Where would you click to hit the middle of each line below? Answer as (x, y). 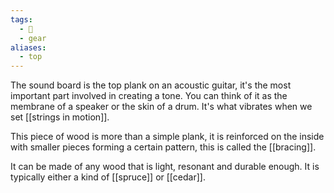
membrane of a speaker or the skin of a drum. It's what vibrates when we (161, 107)
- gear (33, 38)
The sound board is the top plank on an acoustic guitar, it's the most (151, 85)
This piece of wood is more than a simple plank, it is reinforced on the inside (167, 137)
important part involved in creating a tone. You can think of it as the (149, 96)
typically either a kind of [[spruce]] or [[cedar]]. (108, 177)
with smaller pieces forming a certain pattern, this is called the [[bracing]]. (163, 147)
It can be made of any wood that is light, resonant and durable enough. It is (165, 167)
